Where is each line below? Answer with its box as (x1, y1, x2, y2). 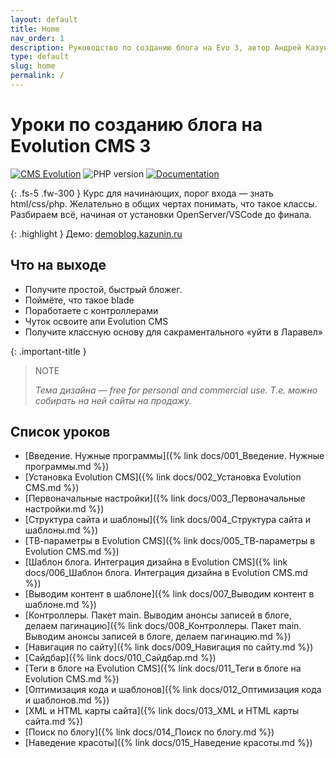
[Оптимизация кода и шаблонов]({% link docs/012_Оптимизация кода (24, 684, 322, 696)
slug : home (10, 61, 56, 71)
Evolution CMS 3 (10, 135, 152, 158)
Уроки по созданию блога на (10, 114, 263, 136)
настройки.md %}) (24, 503, 105, 515)
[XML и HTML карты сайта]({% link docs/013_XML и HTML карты (24, 705, 300, 717)
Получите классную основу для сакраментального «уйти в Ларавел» (24, 326, 323, 338)
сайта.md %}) (24, 716, 84, 728)
